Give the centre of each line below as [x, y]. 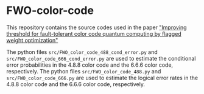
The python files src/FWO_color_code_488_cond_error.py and [82, 52]
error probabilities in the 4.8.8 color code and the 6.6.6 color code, [90, 65]
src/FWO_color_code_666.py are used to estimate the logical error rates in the [102, 78]
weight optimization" [32, 40]
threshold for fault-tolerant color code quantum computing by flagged [94, 33]
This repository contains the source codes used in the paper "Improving [97, 27]
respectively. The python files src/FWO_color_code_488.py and [84, 71]
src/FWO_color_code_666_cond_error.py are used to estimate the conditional [101, 58]
